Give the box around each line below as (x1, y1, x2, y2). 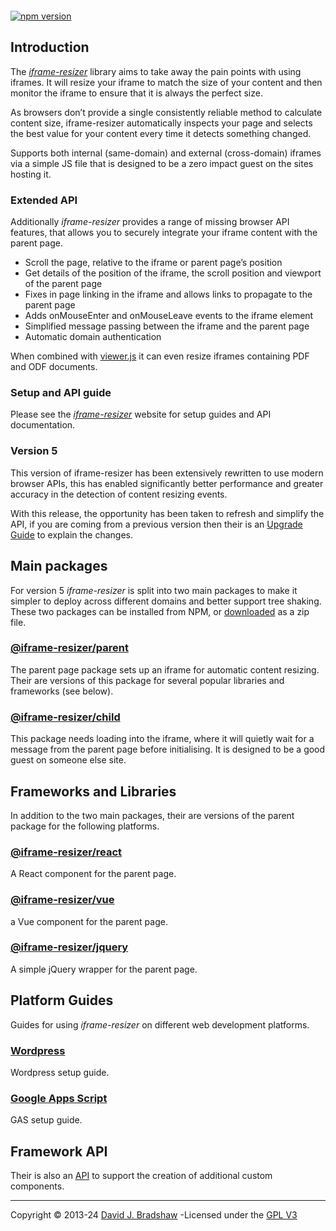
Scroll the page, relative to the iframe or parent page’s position (24, 257, 283, 269)
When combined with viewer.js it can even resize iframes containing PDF (10, 350, 310, 362)
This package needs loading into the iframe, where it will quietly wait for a (10, 733, 315, 745)
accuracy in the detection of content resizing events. (10, 488, 228, 500)
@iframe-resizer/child (10, 710, 121, 724)
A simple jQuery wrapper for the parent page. (10, 963, 198, 975)
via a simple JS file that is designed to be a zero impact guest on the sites (10, 157, 314, 169)
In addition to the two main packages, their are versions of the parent (10, 809, 295, 821)
